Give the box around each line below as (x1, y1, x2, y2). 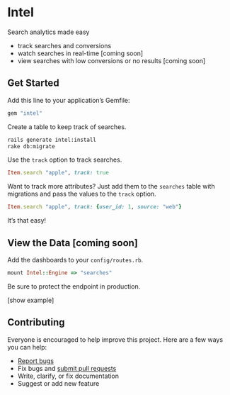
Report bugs (17, 356, 54, 365)
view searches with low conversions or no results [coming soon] (17, 56, 206, 65)
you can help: (7, 343, 47, 351)
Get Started (7, 77, 59, 89)
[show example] (7, 296, 54, 304)
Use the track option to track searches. (7, 155, 122, 164)
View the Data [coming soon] (7, 237, 138, 249)
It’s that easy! (7, 216, 47, 225)
